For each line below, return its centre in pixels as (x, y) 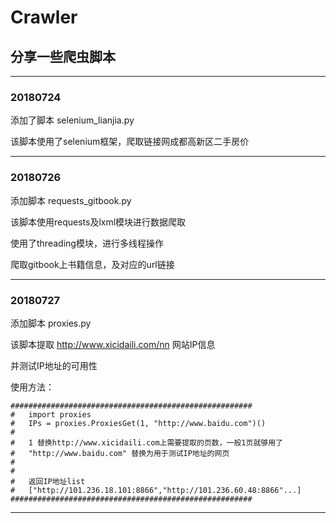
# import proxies (51, 414)
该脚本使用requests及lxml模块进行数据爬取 (98, 222)
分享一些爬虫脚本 (63, 56)
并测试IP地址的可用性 (54, 365)
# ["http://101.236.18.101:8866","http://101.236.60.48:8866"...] (156, 490)
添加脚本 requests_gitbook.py (71, 200)
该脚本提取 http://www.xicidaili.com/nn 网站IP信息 (113, 344)
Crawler (44, 17)
